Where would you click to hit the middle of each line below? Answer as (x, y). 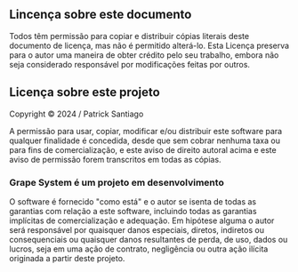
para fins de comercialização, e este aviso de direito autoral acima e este (143, 149)
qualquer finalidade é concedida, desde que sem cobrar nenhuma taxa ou (145, 140)
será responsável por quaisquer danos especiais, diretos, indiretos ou (137, 229)
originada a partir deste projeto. (67, 258)
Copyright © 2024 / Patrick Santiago (77, 114)
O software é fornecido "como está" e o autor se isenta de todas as (133, 201)
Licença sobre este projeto (85, 92)
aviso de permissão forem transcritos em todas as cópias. (115, 159)
